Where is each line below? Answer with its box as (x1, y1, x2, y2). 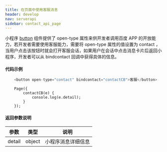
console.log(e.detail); (31, 95, 81, 100)
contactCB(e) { (23, 91, 55, 96)
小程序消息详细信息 (45, 138, 90, 145)
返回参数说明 (5, 114, 31, 120)
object (25, 138, 41, 145)
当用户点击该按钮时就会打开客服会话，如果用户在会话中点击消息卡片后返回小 (5, 48, 162, 53)
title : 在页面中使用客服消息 (5, 7, 58, 12)
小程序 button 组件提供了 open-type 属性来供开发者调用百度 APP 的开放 (5, 35, 152, 41)
